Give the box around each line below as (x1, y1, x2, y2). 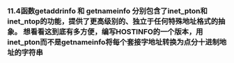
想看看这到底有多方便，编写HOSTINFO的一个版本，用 (23, 26, 203, 36)
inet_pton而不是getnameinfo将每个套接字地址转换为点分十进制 (7, 37, 220, 46)
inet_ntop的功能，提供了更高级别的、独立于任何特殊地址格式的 (7, 16, 219, 26)
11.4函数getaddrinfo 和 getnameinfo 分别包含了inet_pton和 (7, 6, 208, 15)
